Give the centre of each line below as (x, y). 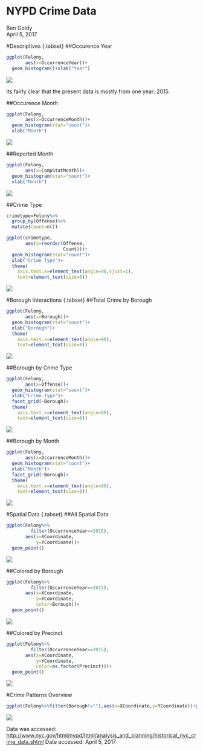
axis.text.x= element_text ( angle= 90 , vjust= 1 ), (76, 271)
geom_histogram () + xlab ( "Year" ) (51, 68)
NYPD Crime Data (51, 11)
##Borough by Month (33, 441)
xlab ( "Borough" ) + (34, 328)
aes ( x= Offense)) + (47, 385)
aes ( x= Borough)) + (47, 317)
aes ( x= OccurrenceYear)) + (56, 63)
